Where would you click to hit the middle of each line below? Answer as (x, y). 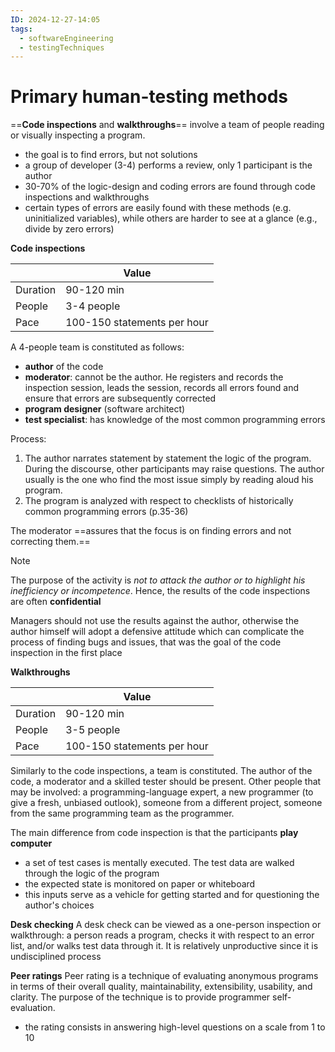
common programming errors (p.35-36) (106, 512)
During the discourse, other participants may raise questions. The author (174, 469)
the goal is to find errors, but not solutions (111, 155)
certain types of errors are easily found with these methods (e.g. (158, 208)
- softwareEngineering (66, 38)
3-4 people (93, 306)
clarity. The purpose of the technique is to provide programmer (140, 997)
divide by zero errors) (69, 229)
